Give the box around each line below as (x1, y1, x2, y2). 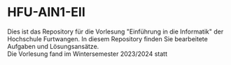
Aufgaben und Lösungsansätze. (7, 42, 99, 50)
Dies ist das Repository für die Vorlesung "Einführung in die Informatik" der (7, 27, 224, 36)
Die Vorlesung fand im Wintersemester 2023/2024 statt (7, 50, 168, 58)
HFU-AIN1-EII (7, 4, 86, 20)
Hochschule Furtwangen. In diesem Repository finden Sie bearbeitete (7, 34, 208, 43)
